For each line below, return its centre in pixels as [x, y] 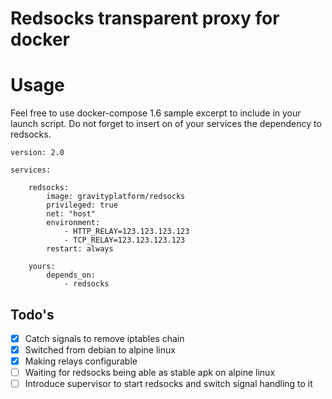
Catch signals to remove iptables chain [104, 338]
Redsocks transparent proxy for [145, 18]
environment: [73, 223]
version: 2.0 [37, 153]
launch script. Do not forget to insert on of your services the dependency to [166, 124]
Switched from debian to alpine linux [100, 350]
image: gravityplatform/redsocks [116, 197]
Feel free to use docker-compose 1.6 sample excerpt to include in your [156, 113]
